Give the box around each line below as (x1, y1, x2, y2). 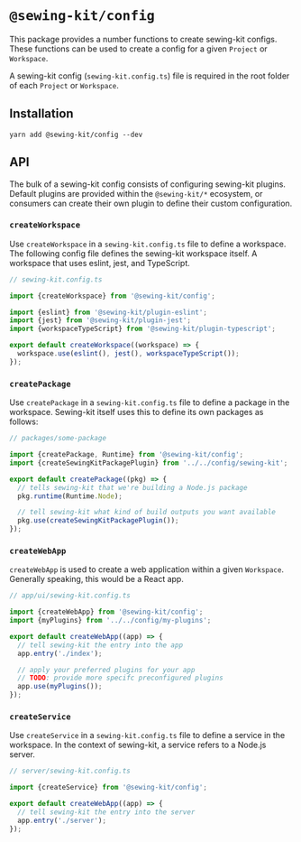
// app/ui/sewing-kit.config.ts (9, 591, 131, 600)
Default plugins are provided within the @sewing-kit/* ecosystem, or (9, 188, 263, 199)
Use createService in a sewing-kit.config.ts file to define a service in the (9, 730, 286, 741)
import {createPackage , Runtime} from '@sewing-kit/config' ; (9, 450, 244, 459)
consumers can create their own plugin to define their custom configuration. (9, 198, 293, 208)
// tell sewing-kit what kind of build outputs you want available (17, 508, 277, 517)
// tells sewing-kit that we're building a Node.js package (17, 483, 248, 492)
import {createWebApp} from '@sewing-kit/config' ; (9, 607, 204, 616)
